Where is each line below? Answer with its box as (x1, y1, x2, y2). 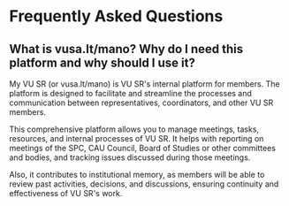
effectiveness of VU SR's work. (9, 188, 123, 198)
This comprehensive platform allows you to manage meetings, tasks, (9, 124, 259, 134)
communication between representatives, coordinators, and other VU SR (9, 97, 274, 108)
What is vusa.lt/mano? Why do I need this (9, 42, 244, 57)
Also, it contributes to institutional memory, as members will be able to (9, 170, 265, 179)
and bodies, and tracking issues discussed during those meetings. (9, 152, 251, 163)
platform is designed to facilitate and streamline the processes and (9, 88, 252, 98)
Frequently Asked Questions (9, 6, 224, 27)
